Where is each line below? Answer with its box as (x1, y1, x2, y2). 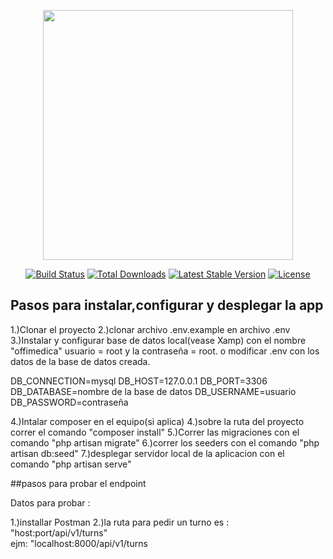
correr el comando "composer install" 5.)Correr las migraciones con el (10, 426, 300, 438)
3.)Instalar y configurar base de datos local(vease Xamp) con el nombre (10, 334, 307, 346)
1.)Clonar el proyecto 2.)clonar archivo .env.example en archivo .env (10, 323, 291, 335)
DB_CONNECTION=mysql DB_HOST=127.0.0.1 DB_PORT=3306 (10, 375, 268, 387)
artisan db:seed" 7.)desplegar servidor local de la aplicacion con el (10, 447, 285, 459)
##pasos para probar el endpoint (10, 477, 147, 489)
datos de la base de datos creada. (10, 355, 151, 367)
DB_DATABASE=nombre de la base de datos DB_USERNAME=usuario (10, 385, 297, 397)
